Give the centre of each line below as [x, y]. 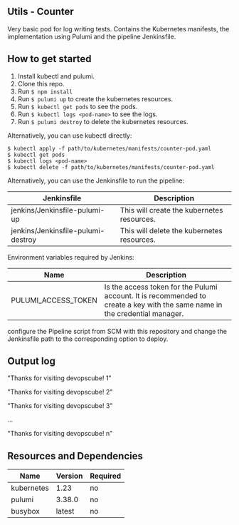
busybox [26, 511]
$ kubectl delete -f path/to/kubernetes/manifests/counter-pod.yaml [111, 167]
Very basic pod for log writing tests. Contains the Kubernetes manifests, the [118, 29]
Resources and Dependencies [75, 456]
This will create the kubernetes [171, 210]
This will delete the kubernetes [171, 230]
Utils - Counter [41, 12]
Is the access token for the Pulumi [161, 287]
